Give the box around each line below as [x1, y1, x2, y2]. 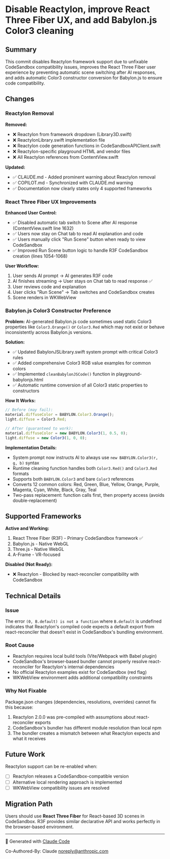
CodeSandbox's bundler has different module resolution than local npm [12, 724, 162, 731]
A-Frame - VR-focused [12, 551, 61, 557]
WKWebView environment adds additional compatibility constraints [12, 674, 153, 681]
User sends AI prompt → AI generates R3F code [12, 272, 113, 279]
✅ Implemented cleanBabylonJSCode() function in [12, 371, 115, 377]
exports [34, 719, 51, 725]
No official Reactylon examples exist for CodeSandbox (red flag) [12, 669, 147, 675]
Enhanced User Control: [5, 209, 57, 216]
